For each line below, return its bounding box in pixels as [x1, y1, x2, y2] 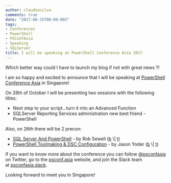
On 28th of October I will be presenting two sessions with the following [5, 89, 155, 96]
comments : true [5, 12, 38, 17]
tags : [5, 21, 17, 27]
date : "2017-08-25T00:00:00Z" [5, 17, 70, 22]
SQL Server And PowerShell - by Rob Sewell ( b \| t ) [12, 135, 120, 142]
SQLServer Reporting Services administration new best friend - [12, 110, 146, 117]
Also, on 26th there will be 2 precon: [5, 126, 82, 132]
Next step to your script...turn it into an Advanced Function [12, 105, 136, 111]
